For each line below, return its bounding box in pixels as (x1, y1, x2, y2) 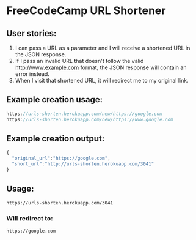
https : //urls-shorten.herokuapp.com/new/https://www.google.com (6, 116, 173, 122)
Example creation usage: (6, 94, 103, 105)
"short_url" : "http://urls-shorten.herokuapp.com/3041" (12, 161, 154, 167)
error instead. (15, 70, 50, 77)
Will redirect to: (6, 214, 53, 222)
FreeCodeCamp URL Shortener (6, 4, 166, 18)
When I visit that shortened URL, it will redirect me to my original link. (15, 77, 189, 84)
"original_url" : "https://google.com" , (12, 156, 111, 162)
